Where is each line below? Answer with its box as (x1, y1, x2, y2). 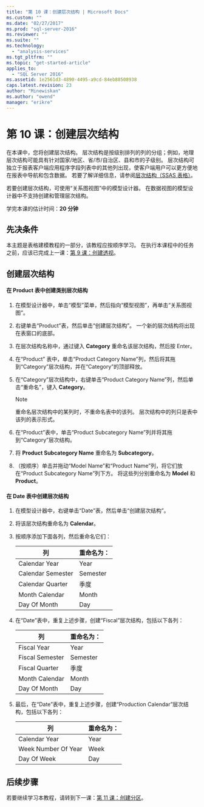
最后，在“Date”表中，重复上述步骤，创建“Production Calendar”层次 (15, 701, 184, 708)
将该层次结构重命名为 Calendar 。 (15, 520, 99, 527)
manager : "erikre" (6, 99, 53, 105)
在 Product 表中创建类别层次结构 (6, 287, 88, 294)
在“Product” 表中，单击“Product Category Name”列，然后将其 (15, 355, 171, 362)
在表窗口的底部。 (15, 329, 58, 337)
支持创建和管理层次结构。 (27, 192, 92, 199)
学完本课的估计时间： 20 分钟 (6, 205, 79, 212)
